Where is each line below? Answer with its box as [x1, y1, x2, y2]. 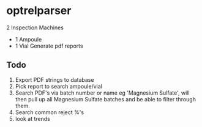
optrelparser [6, 4, 72, 18]
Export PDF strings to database [15, 76, 94, 83]
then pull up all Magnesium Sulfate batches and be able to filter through [15, 95, 196, 103]
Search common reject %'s [15, 108, 84, 116]
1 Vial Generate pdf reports [15, 42, 84, 49]
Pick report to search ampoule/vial [15, 82, 102, 90]
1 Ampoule [15, 35, 42, 43]
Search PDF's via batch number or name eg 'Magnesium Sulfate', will [15, 89, 190, 96]
